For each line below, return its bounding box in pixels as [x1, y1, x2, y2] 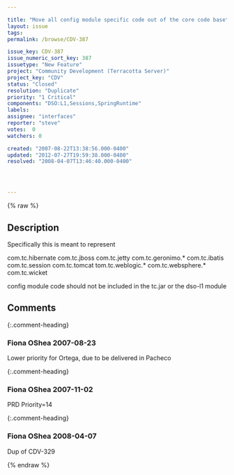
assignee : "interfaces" [7, 113, 77, 120]
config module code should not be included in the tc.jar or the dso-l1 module [7, 281, 227, 290]
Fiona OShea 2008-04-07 [7, 431, 97, 441]
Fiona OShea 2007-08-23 [7, 338, 96, 348]
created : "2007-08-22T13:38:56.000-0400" [7, 145, 130, 152]
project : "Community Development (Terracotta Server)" [7, 68, 170, 75]
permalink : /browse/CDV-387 [7, 36, 89, 42]
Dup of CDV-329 [7, 447, 56, 455]
